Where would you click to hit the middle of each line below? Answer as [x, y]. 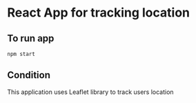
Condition [29, 75]
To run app [31, 38]
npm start [21, 54]
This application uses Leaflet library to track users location [90, 92]
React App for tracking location [98, 13]
